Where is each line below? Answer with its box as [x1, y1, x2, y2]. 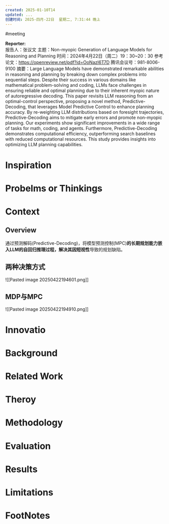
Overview [5, 226, 37, 235]
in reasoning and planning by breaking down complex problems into [5, 72, 147, 78]
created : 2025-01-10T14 [5, 7, 56, 13]
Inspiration [5, 159, 52, 171]
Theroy [5, 394, 36, 405]
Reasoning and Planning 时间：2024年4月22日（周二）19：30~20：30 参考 [5, 53, 163, 59]
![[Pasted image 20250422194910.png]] [5, 306, 89, 312]
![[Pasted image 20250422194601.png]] [5, 276, 89, 282]
